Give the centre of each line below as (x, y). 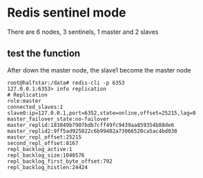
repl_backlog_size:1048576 (46, 155)
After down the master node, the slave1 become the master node (99, 70)
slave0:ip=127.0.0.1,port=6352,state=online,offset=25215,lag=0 (101, 113)
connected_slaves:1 (35, 107)
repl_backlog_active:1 (40, 149)
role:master (24, 101)
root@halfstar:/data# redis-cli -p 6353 (66, 83)
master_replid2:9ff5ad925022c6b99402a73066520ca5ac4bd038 (92, 131)
